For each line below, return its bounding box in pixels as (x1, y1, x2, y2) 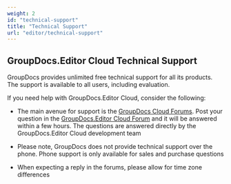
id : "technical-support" (7, 17, 79, 23)
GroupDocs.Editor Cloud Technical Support (7, 54, 198, 66)
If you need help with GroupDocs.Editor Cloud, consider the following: (7, 94, 206, 102)
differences (17, 170, 50, 179)
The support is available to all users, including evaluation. (7, 81, 170, 89)
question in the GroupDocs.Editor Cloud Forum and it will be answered (17, 114, 217, 123)
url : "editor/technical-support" (7, 29, 103, 37)
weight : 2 (7, 10, 36, 17)
